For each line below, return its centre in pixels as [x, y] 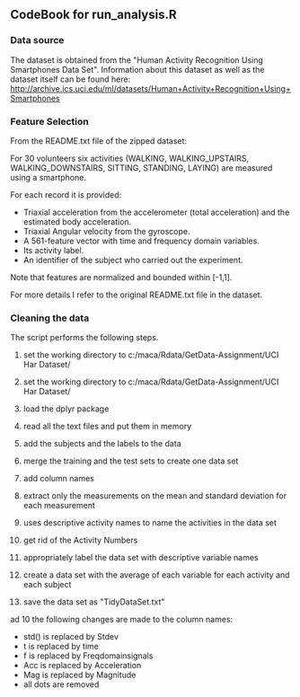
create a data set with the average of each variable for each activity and [156, 575]
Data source [37, 40]
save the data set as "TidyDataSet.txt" [94, 602]
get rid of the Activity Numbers [80, 540]
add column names [59, 479]
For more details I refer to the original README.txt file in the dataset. [137, 295]
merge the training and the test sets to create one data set [131, 461]
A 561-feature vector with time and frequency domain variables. [141, 241]
